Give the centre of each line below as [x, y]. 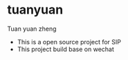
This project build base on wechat [65, 49]
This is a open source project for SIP [69, 42]
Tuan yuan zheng [32, 29]
